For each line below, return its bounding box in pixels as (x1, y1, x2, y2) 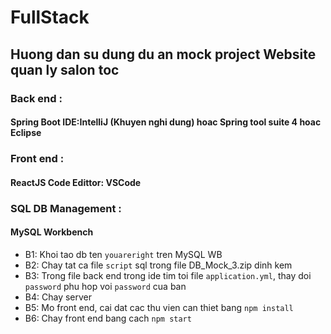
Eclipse (10, 127, 42, 139)
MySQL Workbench (10, 226, 94, 238)
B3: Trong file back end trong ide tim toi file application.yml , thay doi (24, 269, 312, 281)
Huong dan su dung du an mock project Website (10, 46, 317, 63)
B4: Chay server (24, 291, 93, 303)
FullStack (10, 6, 90, 29)
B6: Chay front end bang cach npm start (24, 312, 192, 324)
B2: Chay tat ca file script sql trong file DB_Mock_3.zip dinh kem (24, 259, 293, 271)
